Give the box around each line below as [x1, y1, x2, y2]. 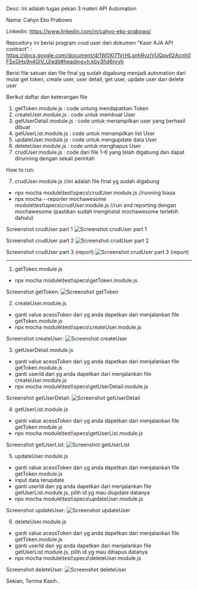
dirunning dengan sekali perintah [14, 155, 95, 161]
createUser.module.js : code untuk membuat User [14, 111, 136, 118]
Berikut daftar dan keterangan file [6, 94, 88, 100]
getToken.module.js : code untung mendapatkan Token [14, 105, 149, 111]
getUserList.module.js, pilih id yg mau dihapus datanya [14, 548, 148, 555]
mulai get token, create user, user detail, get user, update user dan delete [6, 76, 184, 83]
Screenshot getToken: [6, 288, 60, 295]
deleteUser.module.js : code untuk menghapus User [14, 143, 141, 149]
